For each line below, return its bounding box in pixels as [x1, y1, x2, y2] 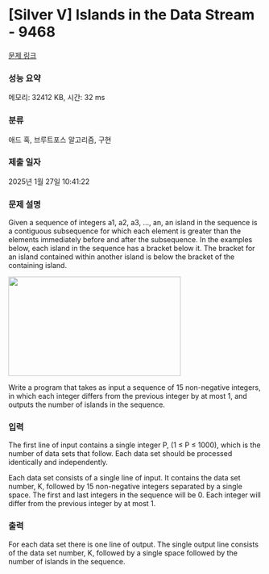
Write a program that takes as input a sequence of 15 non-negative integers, [8, 383, 262, 392]
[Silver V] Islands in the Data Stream [8, 6, 255, 24]
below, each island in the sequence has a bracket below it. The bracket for [8, 244, 255, 253]
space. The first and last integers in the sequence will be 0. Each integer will [8, 490, 262, 500]
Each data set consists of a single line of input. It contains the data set [8, 473, 241, 483]
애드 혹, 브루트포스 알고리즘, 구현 [8, 135, 112, 145]
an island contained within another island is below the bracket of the [8, 252, 235, 262]
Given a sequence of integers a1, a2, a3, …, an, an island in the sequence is [8, 218, 258, 228]
